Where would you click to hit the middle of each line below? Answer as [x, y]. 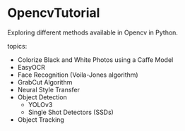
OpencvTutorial [54, 13]
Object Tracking [41, 119]
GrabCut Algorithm [45, 82]
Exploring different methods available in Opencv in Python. [93, 32]
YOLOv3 [40, 104]
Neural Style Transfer [48, 89]
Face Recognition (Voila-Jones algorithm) [78, 75]
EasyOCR [31, 67]
